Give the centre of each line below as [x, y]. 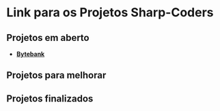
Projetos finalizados [50, 98]
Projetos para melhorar [56, 75]
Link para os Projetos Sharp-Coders [110, 13]
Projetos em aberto [48, 38]
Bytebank [30, 54]
